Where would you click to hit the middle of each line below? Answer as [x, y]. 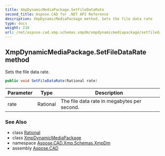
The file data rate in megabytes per [101, 101]
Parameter [20, 93]
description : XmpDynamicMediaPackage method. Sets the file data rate [79, 19]
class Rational [26, 132]
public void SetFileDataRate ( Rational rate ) [51, 81]
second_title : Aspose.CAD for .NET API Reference [57, 14]
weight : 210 [17, 28]
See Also [16, 122]
